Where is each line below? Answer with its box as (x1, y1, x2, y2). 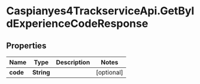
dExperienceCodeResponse (6, 17, 149, 30)
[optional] (95, 69, 124, 76)
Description (56, 58, 90, 66)
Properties (6, 41, 47, 51)
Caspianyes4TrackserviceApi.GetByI (6, 4, 195, 18)
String (32, 69, 50, 76)
